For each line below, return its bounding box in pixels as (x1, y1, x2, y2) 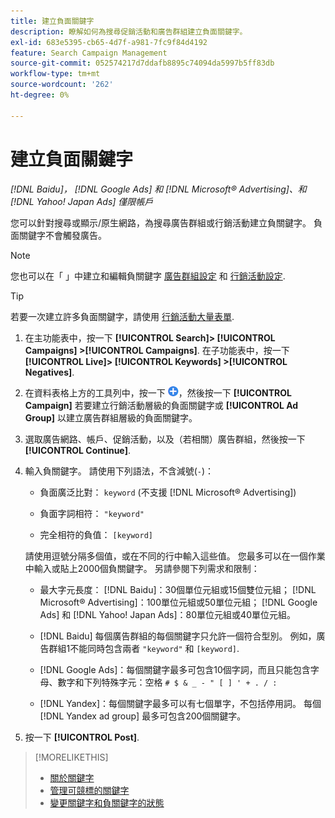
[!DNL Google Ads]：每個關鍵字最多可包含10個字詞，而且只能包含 (39, 663, 311, 675)
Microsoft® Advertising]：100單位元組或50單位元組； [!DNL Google (39, 596, 318, 608)
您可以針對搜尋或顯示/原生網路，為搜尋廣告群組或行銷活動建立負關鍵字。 (10, 216, 312, 229)
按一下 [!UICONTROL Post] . (24, 731, 140, 743)
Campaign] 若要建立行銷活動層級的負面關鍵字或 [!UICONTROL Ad (24, 399, 299, 411)
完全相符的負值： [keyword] (39, 528, 153, 540)
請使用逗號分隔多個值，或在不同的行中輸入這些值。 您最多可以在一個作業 (24, 550, 326, 562)
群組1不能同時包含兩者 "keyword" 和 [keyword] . (48, 642, 240, 654)
